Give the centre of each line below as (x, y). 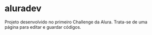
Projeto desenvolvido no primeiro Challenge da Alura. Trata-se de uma (76, 22)
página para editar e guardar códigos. (43, 27)
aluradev (23, 9)
